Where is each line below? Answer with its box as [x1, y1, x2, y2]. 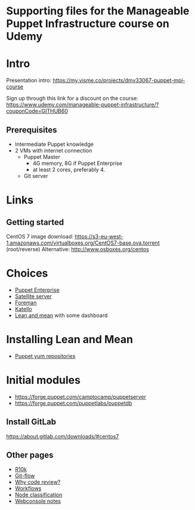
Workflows [14, 485, 42, 492]
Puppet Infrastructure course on [6, 17, 170, 30]
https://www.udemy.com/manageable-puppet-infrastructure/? [6, 101, 159, 108]
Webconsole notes [14, 497, 61, 505]
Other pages [6, 450, 54, 460]
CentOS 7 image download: [6, 233, 73, 240]
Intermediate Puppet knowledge [14, 141, 94, 148]
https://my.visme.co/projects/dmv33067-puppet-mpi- [52, 77, 185, 84]
